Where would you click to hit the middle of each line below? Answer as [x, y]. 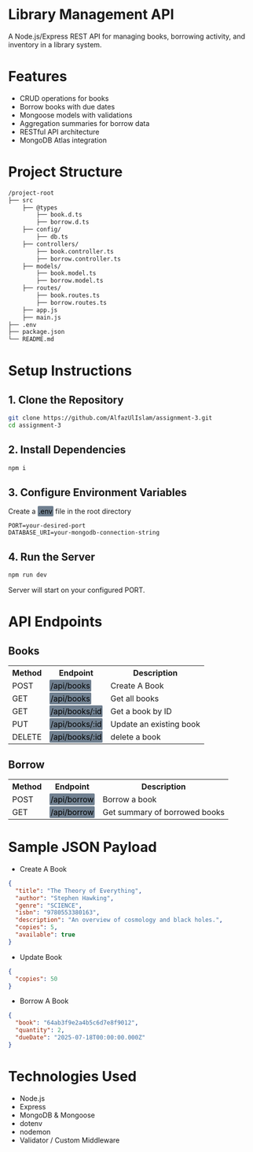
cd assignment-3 [35, 426]
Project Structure [66, 172]
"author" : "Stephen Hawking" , [64, 898]
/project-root [31, 193]
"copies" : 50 [37, 979]
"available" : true [46, 935]
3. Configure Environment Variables [97, 493]
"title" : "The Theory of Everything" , [79, 891]
